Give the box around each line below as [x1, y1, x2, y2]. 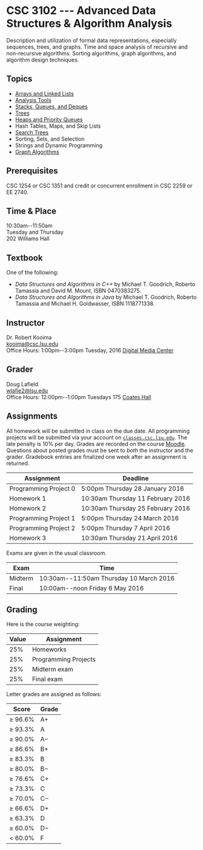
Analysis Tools [15, 96, 52, 103]
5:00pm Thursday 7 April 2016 [81, 524, 171, 532]
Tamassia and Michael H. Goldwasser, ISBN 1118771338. [15, 300, 155, 307]
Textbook [6, 253, 43, 263]
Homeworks [32, 646, 67, 654]
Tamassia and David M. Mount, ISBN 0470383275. [15, 287, 141, 294]
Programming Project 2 [9, 524, 76, 532]
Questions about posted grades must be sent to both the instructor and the [6, 447, 194, 454]
